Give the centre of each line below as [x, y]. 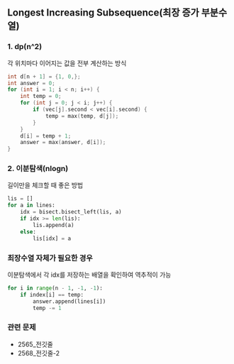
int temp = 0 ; [41, 96]
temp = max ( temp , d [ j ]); [82, 116]
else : [28, 232]
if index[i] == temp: [52, 294]
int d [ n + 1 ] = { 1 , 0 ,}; [44, 77]
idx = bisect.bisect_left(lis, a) [71, 212]
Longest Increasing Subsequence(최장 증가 [104, 13]
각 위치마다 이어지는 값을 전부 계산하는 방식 [67, 63]
